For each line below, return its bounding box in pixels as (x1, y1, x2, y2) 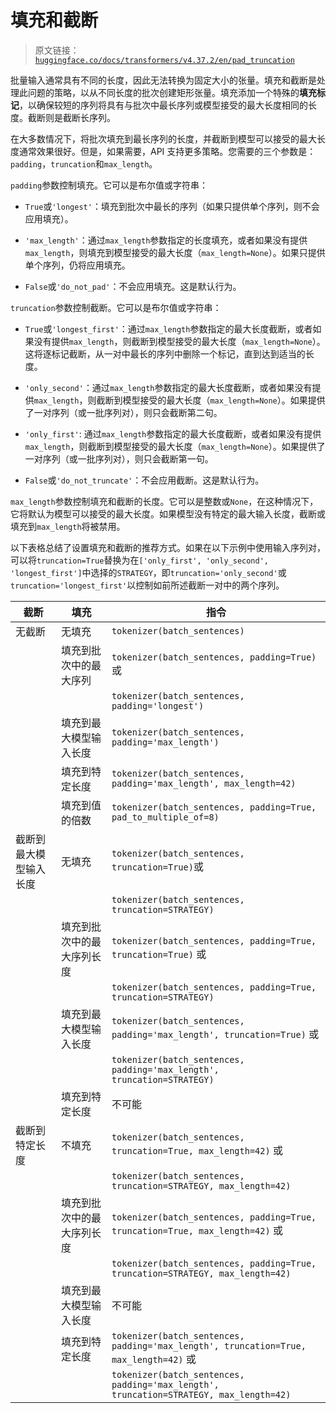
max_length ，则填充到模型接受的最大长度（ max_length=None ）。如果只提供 (24, 246, 326, 258)
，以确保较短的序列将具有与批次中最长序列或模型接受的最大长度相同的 (19, 99, 308, 111)
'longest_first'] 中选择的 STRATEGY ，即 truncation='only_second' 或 (10, 566, 287, 578)
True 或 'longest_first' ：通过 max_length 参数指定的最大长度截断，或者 (24, 322, 313, 335)
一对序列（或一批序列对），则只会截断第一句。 (24, 452, 214, 465)
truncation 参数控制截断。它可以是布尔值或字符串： (10, 301, 222, 313)
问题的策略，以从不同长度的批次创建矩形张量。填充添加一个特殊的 (27, 86, 300, 98)
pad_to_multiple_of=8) (111, 811, 220, 823)
